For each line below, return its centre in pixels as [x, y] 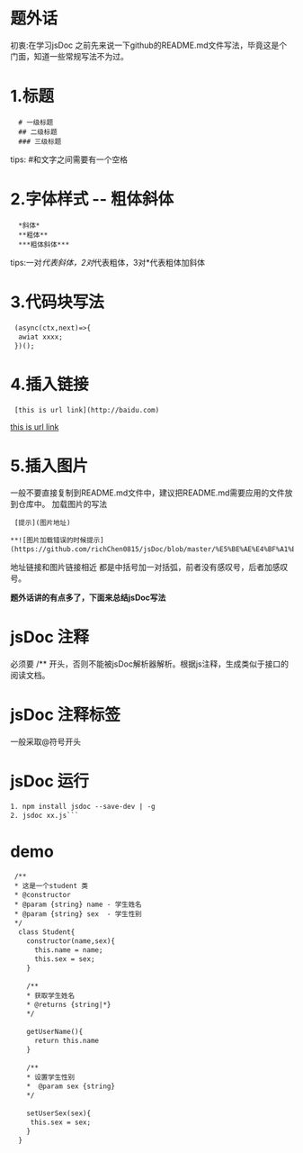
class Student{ [47, 932]
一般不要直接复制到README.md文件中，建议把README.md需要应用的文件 [148, 493]
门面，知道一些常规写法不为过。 [69, 56]
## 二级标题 [38, 132]
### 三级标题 [40, 141]
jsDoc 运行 [49, 781]
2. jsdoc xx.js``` [45, 816]
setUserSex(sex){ [59, 1113]
